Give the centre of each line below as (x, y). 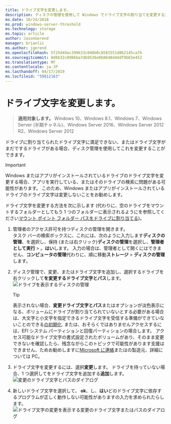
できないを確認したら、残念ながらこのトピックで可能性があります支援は (88, 343)
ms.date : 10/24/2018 (27, 19)
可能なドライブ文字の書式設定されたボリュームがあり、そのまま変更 (93, 337)
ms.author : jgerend (26, 48)
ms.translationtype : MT (31, 62)
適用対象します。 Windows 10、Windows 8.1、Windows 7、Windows (90, 118)
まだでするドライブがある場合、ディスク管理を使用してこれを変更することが (85, 148)
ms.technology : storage (31, 29)
